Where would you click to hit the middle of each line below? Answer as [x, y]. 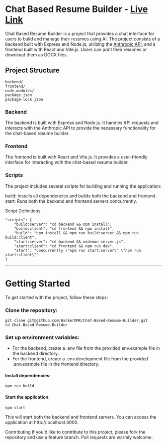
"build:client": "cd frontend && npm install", [64, 228]
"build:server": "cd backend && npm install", [63, 224]
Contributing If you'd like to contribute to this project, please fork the [75, 432]
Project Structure [32, 71]
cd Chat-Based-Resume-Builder [37, 325]
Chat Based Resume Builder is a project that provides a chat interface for [80, 33]
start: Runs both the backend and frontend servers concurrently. [71, 201]
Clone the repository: [32, 310]
